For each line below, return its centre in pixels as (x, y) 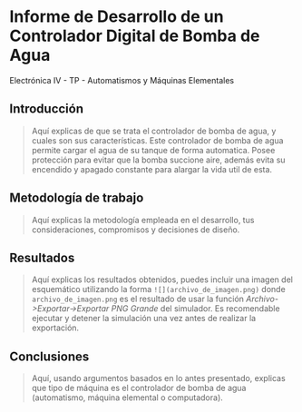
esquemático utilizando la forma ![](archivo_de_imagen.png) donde (158, 289)
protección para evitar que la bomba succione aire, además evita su (158, 160)
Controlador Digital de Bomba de (135, 36)
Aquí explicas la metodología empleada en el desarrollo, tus (143, 220)
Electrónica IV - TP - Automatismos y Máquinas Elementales (122, 80)
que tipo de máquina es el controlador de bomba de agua (139, 388)
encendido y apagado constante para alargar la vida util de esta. (152, 169)
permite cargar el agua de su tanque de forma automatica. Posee (153, 150)
